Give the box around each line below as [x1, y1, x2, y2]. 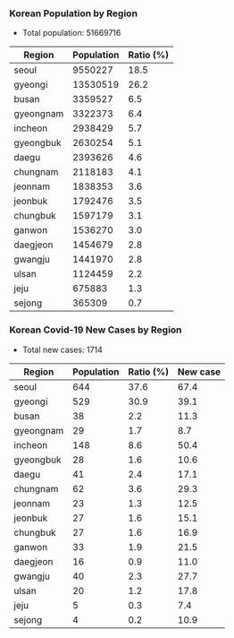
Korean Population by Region [9, 7, 138, 20]
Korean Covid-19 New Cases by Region [9, 323, 182, 336]
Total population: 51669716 [21, 28, 121, 39]
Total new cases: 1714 [21, 344, 103, 355]
